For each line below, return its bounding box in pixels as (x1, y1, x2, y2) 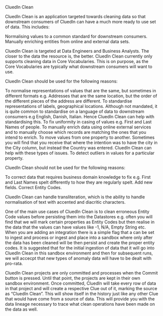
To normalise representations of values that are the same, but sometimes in (5, 88, 157, 93)
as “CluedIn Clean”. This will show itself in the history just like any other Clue (5, 291, 159, 296)
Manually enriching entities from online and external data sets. (5, 39, 130, 44)
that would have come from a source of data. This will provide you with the (5, 296, 155, 302)
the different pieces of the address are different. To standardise (5, 98, 132, 104)
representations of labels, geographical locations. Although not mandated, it (5, 104, 158, 109)
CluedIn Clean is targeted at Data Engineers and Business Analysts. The (5, 48, 149, 54)
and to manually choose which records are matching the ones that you (5, 129, 146, 135)
